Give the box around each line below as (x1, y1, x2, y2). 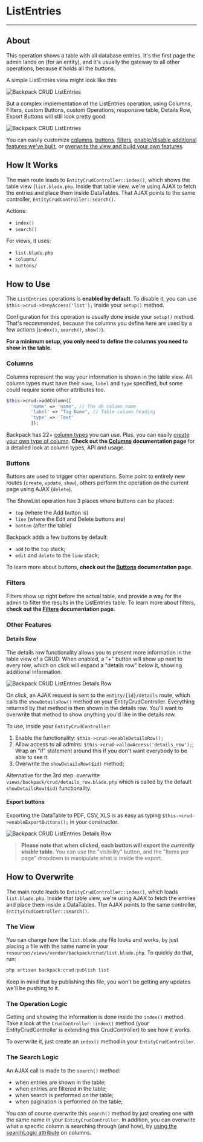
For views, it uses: (6, 237, 51, 244)
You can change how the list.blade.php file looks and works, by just (6, 936, 179, 944)
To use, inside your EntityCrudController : (6, 722, 111, 729)
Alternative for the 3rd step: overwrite (6, 771, 100, 778)
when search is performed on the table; (14, 1091, 114, 1098)
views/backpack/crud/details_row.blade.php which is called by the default (6, 778, 192, 785)
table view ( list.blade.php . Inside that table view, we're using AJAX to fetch (6, 183, 196, 190)
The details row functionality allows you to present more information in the (6, 648, 192, 656)
